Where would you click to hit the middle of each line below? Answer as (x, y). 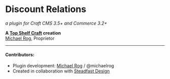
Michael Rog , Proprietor (30, 38)
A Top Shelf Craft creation (33, 33)
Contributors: (20, 54)
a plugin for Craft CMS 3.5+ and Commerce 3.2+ (56, 23)
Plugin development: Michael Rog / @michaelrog (63, 66)
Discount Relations (46, 9)
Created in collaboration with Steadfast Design (61, 71)
